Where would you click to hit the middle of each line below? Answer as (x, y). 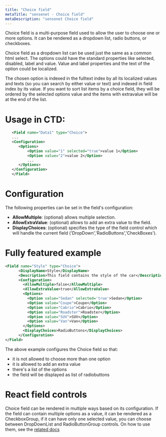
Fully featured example (53, 253)
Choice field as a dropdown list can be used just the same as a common (78, 53)
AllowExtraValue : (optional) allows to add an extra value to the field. (82, 222)
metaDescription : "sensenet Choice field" (49, 19)
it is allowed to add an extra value (46, 364)
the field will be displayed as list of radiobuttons (61, 375)
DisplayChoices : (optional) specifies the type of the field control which (84, 228)
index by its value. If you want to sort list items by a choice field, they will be (83, 89)
